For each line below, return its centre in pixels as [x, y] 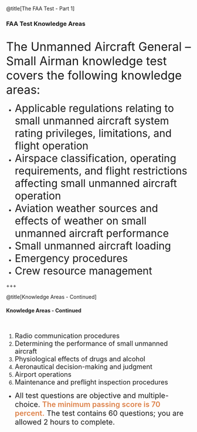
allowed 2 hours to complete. [65, 422]
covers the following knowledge [94, 75]
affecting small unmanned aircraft [96, 183]
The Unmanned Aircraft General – [98, 47]
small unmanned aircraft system [92, 121]
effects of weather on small [80, 221]
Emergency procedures [71, 259]
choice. [27, 404]
